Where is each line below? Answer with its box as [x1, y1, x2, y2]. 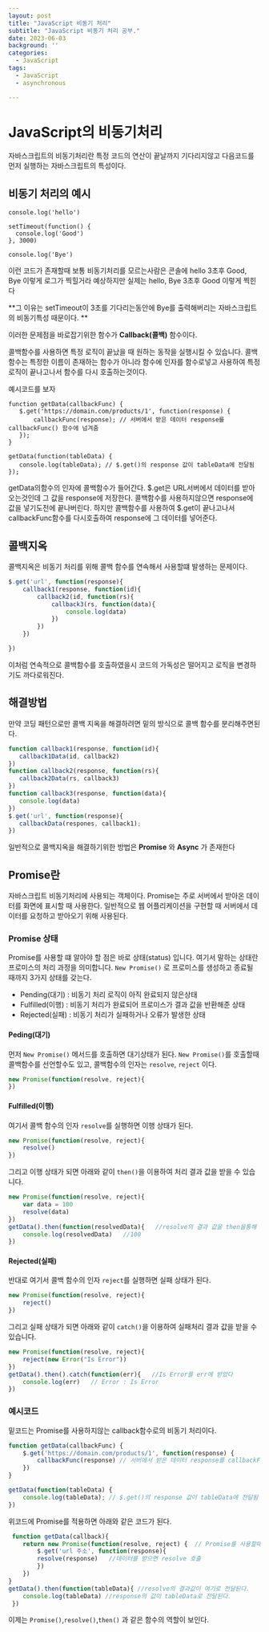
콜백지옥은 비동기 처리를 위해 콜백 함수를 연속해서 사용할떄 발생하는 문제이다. [8, 562, 248, 572]
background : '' [8, 42, 59, 50]
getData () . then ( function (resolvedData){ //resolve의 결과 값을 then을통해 [8, 1223, 257, 1231]
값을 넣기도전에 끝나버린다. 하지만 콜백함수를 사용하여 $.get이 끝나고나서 [8, 503, 235, 513]
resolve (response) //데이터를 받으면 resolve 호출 [37, 1555, 202, 1563]
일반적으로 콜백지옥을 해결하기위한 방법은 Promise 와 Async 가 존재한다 [8, 842, 235, 852]
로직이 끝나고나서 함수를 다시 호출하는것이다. [8, 367, 148, 377]
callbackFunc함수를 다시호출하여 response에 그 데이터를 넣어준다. [8, 513, 218, 523]
